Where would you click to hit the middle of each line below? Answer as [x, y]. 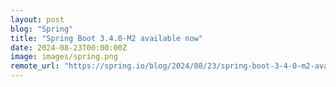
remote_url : [35, 66]
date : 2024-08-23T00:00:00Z [69, 47]
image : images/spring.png [64, 57]
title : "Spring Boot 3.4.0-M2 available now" [106, 38]
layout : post [37, 19]
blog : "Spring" [42, 29]
